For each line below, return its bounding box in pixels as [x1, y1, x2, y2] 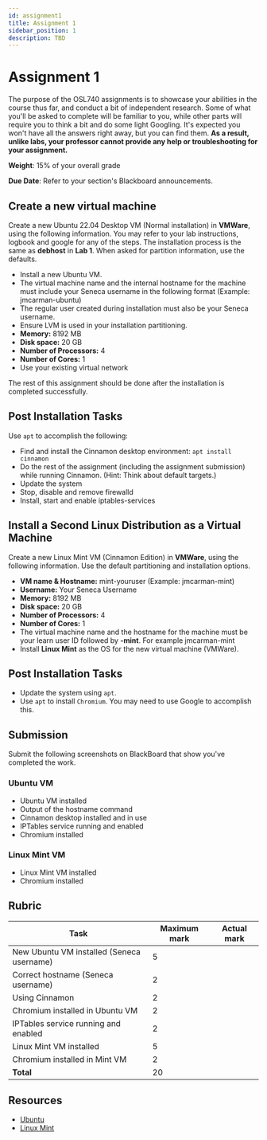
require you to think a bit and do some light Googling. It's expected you [8, 120, 241, 130]
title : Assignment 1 [8, 19, 77, 27]
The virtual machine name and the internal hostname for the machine [19, 278, 246, 288]
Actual [221, 923, 248, 934]
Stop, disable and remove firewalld [19, 487, 133, 496]
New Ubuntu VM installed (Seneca [12, 946, 141, 957]
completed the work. [8, 758, 76, 767]
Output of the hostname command [19, 804, 133, 813]
